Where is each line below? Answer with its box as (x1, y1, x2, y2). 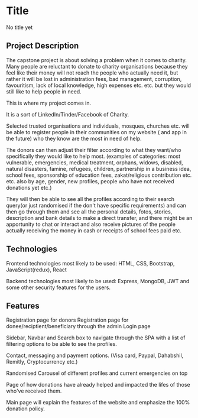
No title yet (6, 24, 33, 31)
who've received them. (6, 387, 62, 394)
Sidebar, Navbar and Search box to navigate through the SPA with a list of (6, 334, 186, 341)
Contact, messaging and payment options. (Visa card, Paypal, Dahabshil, (6, 352, 184, 359)
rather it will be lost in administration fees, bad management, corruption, (6, 75, 182, 82)
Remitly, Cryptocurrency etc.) (6, 358, 78, 365)
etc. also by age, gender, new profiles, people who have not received (6, 177, 174, 184)
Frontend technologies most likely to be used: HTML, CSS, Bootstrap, (6, 260, 175, 267)
